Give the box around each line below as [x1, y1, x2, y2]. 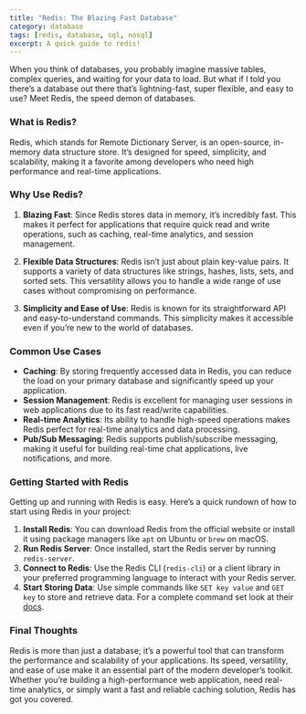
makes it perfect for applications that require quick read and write [22, 218, 270, 229]
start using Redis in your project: [9, 506, 132, 517]
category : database [9, 22, 84, 31]
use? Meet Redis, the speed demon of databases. [9, 93, 196, 104]
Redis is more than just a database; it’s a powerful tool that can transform [9, 645, 285, 656]
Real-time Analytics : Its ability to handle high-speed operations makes [22, 415, 290, 425]
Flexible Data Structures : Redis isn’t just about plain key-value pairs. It [22, 256, 290, 267]
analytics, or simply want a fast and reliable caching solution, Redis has [27, 684, 297, 695]
